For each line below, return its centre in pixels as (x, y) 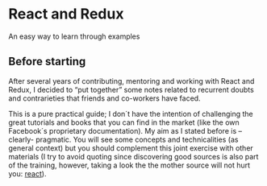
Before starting (47, 62)
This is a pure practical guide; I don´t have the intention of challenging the (131, 114)
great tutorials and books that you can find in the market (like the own (124, 122)
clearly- (21, 139)
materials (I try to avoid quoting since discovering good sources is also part (133, 156)
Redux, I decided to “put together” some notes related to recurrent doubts (131, 89)
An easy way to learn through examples (74, 36)
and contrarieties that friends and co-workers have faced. (104, 98)
